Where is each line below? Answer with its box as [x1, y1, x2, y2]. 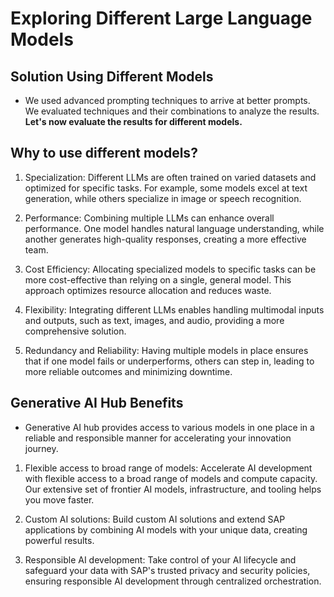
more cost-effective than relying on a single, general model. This [24, 273, 292, 286]
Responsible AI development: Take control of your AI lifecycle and [24, 553, 297, 566]
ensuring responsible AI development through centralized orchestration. [24, 575, 322, 587]
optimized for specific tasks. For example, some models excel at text [24, 182, 308, 194]
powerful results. [24, 534, 95, 546]
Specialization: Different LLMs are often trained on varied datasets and [24, 171, 317, 183]
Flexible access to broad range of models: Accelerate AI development [24, 462, 313, 474]
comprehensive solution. [24, 325, 127, 337]
